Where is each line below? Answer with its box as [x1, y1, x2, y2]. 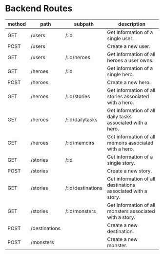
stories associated [107, 93, 149, 100]
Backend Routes [5, 3, 73, 14]
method [7, 21, 26, 27]
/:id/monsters [65, 208, 96, 214]
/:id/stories [65, 93, 90, 100]
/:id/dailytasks [65, 116, 98, 123]
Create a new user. [107, 42, 150, 49]
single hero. [107, 71, 134, 78]
